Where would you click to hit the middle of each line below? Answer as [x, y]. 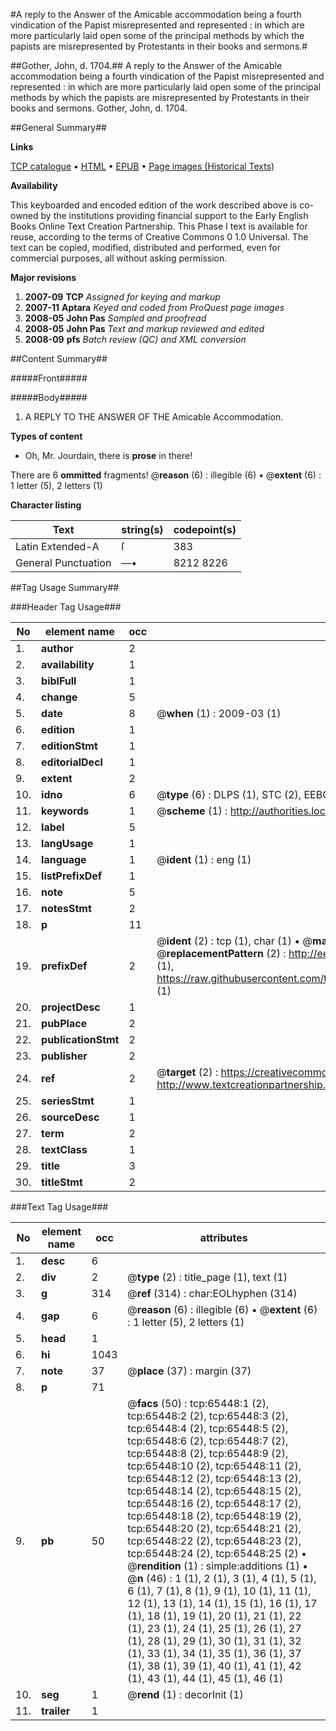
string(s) [142, 529]
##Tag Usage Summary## [65, 587]
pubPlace [64, 1023]
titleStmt [62, 1182]
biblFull [59, 681]
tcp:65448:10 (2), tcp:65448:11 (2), [214, 1466]
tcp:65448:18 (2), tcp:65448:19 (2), [214, 1516]
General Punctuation [63, 562]
